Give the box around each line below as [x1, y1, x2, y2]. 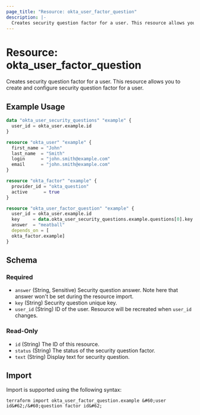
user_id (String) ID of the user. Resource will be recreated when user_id [14, 306, 192, 313]
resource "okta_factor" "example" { [6, 178, 97, 184]
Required [6, 273, 33, 281]
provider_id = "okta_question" [11, 183, 89, 189]
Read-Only [6, 327, 39, 335]
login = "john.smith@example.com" [11, 156, 111, 162]
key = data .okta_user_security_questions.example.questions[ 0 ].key [11, 216, 193, 223]
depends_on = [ [11, 228, 49, 233]
